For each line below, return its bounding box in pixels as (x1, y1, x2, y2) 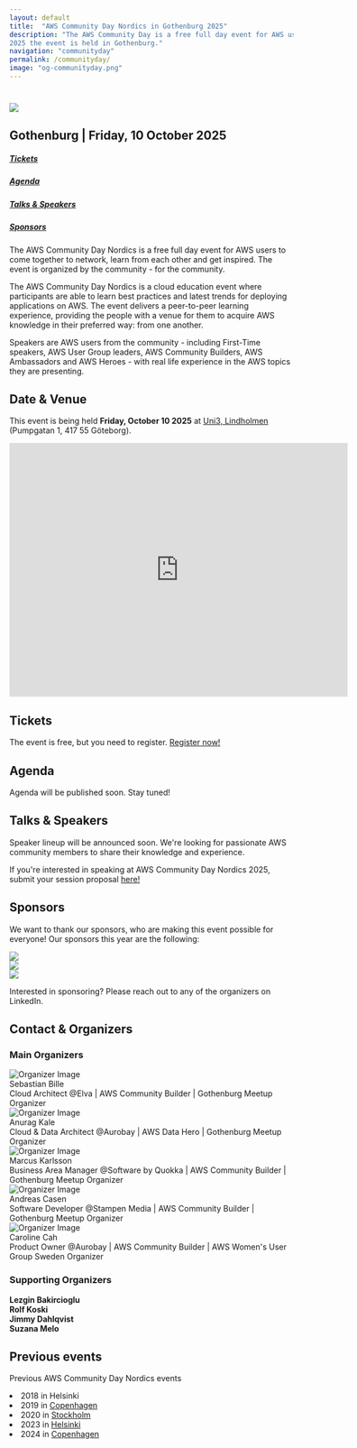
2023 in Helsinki (21, 1419, 81, 1430)
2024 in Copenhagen (21, 1429, 100, 1440)
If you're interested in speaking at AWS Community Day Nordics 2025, (9, 863, 270, 875)
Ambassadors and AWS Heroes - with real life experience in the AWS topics (9, 355, 291, 366)
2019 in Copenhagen (21, 1400, 98, 1411)
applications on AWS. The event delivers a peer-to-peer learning (9, 300, 250, 311)
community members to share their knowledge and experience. (9, 846, 245, 857)
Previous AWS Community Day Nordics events (9, 1373, 182, 1384)
